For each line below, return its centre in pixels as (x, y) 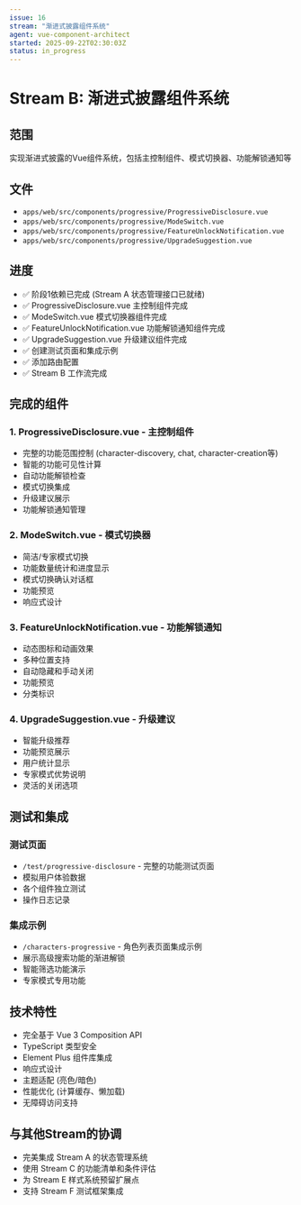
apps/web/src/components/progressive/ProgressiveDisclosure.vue (145, 212)
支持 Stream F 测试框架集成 (73, 1191)
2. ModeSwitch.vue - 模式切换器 (80, 535)
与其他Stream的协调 (66, 1133)
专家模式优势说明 (54, 774)
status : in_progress (48, 51)
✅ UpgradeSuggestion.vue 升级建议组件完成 (104, 339)
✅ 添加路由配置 (50, 361)
